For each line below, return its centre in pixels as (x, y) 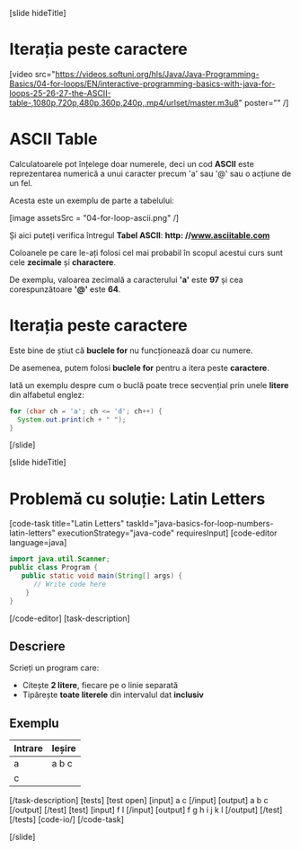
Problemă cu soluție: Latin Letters (137, 499)
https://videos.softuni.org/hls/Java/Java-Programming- (157, 74)
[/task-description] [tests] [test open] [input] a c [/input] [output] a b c (139, 801)
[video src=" (32, 74)
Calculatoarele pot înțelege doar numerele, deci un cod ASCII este (132, 164)
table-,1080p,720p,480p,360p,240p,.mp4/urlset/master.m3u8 (124, 102)
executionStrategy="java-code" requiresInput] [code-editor (167, 533)
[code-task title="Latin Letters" (67, 524)
